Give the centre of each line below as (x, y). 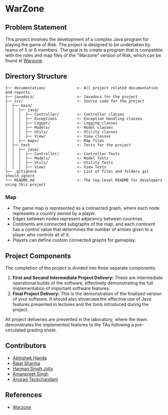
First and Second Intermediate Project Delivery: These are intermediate (88, 278)
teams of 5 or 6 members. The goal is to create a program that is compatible (84, 50)
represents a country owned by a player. (54, 213)
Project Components (38, 256)
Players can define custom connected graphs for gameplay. (74, 240)
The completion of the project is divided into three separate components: (81, 268)
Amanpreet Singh (30, 374)
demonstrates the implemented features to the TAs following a (69, 325)
